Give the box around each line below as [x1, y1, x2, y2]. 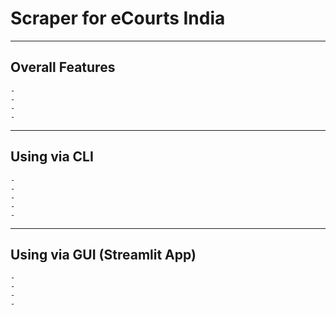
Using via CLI [10, 148, 94, 166]
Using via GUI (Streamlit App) [10, 246, 197, 263]
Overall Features [10, 59, 116, 76]
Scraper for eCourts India [10, 7, 226, 30]
